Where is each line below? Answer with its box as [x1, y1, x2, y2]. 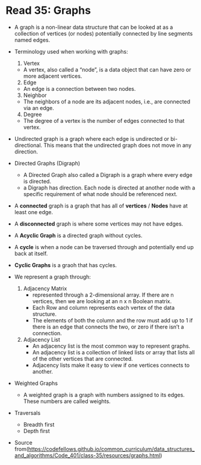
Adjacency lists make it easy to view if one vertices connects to [32, 362, 190, 369]
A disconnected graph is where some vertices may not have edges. [14, 220, 184, 227]
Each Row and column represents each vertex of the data [32, 304, 175, 311]
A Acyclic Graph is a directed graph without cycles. [14, 232, 143, 239]
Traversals [14, 409, 41, 416]
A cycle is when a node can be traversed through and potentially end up [14, 243, 194, 250]
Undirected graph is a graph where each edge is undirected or [14, 135, 170, 142]
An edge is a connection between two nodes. [23, 85, 136, 92]
